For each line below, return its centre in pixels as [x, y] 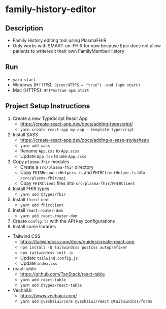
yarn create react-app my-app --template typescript [77, 130]
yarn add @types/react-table [51, 285]
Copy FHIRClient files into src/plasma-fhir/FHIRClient [77, 183]
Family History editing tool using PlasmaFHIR [59, 40]
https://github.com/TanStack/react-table [62, 274]
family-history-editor [51, 9]
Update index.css [39, 263]
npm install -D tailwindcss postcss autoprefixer [74, 248]
